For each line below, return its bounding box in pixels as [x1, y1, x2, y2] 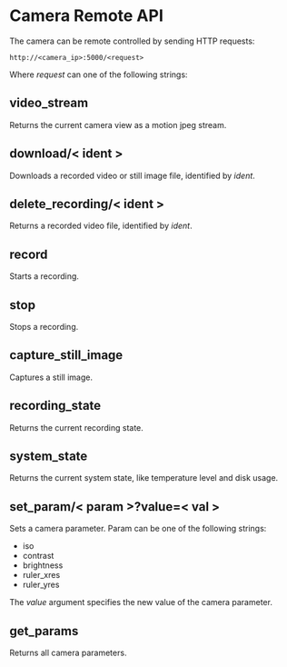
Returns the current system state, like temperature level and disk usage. [9, 473, 279, 483]
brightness [22, 560, 64, 571]
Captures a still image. [9, 372, 94, 383]
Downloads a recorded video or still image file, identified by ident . [9, 170, 256, 181]
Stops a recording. [9, 322, 79, 332]
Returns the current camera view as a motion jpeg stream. [9, 119, 227, 130]
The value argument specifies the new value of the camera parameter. [9, 597, 272, 608]
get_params [9, 623, 79, 639]
